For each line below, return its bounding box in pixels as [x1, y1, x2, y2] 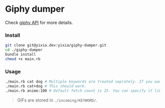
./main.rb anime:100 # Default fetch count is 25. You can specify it [5, 88, 153, 93]
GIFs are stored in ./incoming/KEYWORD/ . [17, 97, 98, 103]
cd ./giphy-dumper [5, 47, 43, 52]
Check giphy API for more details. [5, 20, 73, 25]
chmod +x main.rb [5, 56, 41, 62]
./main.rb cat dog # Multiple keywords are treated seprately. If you [5, 79, 153, 84]
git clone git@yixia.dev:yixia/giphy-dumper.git [5, 43, 107, 48]
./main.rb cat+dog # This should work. [5, 84, 87, 88]
